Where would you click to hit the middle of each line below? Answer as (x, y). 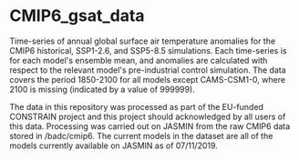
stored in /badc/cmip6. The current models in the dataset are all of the (141, 135)
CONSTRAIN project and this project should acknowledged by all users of (148, 116)
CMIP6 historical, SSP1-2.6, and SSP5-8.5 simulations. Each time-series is (148, 50)
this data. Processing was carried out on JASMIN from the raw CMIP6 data (150, 126)
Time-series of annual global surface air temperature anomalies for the (143, 41)
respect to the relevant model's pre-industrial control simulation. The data (148, 70)
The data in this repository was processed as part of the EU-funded (137, 106)
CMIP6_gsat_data (77, 16)
